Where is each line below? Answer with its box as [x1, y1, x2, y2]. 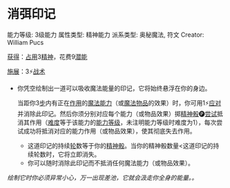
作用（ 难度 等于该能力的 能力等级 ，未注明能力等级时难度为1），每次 [29, 118, 217, 126]
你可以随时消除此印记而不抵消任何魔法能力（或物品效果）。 [27, 158, 195, 167]
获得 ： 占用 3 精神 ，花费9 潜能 [7, 53, 88, 61]
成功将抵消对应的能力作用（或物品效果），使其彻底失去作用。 [23, 126, 196, 135]
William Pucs [7, 38, 44, 46]
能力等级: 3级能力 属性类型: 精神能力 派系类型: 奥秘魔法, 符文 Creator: [7, 30, 204, 39]
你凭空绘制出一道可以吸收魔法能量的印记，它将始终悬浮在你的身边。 [17, 84, 211, 92]
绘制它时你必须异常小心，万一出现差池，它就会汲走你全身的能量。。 [7, 173, 198, 182]
